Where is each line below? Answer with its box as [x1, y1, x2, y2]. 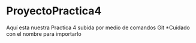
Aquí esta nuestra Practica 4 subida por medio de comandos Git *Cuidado [6, 24, 190, 31]
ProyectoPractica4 [6, 4, 102, 18]
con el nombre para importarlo [6, 30, 82, 37]
